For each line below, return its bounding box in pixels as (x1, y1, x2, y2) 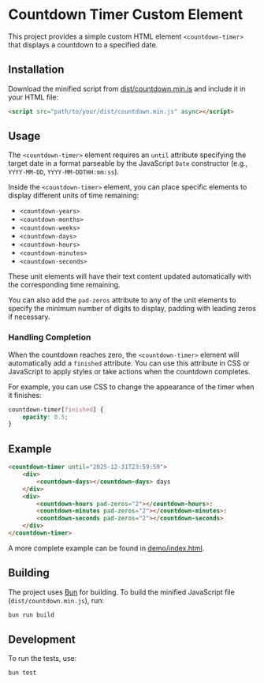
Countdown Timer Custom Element (8, 6, 243, 24)
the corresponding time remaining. (8, 280, 121, 290)
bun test (8, 669, 37, 677)
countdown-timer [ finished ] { (8, 405, 104, 414)
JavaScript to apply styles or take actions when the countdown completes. (8, 366, 251, 376)
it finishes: (8, 390, 42, 400)
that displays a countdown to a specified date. (8, 39, 158, 49)
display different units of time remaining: (8, 191, 139, 201)
